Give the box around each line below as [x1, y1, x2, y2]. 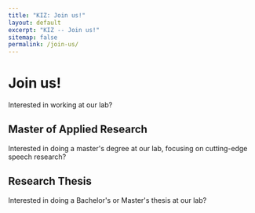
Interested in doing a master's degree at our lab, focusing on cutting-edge [8, 143, 248, 153]
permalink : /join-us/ [8, 41, 79, 49]
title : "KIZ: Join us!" [8, 11, 86, 20]
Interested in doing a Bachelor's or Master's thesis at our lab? [8, 195, 207, 204]
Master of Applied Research [8, 123, 148, 136]
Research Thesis [8, 175, 92, 188]
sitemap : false [8, 33, 58, 42]
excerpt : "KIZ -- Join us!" [8, 26, 100, 34]
